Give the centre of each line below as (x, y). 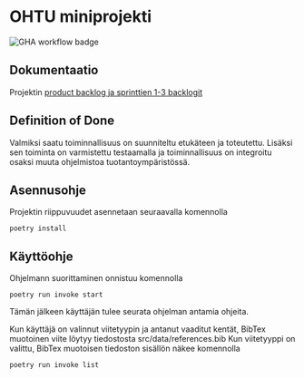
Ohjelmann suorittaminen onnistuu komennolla (96, 278)
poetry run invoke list (54, 365)
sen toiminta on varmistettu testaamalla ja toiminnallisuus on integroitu (141, 152)
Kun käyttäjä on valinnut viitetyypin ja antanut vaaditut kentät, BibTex (137, 329)
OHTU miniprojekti (81, 17)
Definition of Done (62, 121)
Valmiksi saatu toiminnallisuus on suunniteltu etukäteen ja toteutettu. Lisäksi (151, 142)
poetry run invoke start (56, 295)
